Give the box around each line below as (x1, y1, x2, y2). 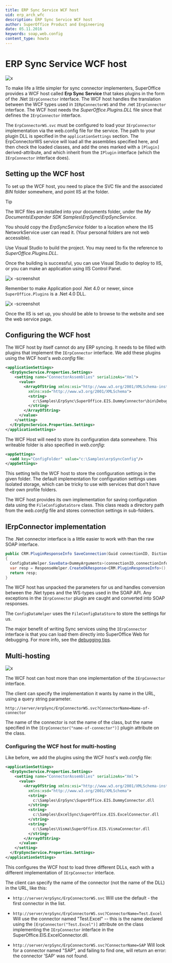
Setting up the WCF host (5, 169, 85, 178)
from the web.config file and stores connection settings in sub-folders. (5, 507, 155, 513)
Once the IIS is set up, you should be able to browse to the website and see (5, 310, 164, 316)
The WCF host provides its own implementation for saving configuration (5, 497, 157, 503)
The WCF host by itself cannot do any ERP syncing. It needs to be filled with (5, 344, 166, 351)
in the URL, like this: (5, 885, 47, 891)
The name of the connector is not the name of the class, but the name (5, 719, 153, 725)
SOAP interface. (5, 541, 39, 548)
